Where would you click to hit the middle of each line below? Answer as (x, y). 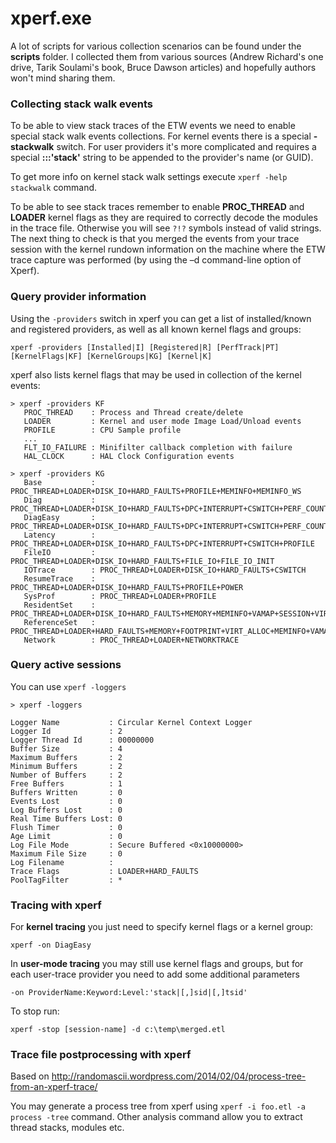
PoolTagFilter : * (66, 880)
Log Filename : (62, 862)
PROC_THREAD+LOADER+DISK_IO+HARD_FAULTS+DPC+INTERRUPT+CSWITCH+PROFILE (162, 543)
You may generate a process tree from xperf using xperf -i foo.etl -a (158, 1106)
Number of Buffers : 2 (66, 775)
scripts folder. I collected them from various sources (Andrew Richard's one (167, 56)
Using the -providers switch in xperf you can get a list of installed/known (161, 318)
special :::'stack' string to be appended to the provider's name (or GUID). (162, 158)
